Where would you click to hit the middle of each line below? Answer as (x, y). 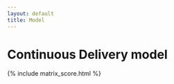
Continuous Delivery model (87, 54)
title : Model (26, 20)
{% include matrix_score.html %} (54, 74)
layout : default (31, 14)
